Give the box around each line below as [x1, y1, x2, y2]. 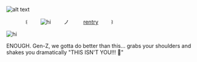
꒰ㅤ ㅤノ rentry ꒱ [25, 18, 114, 26]
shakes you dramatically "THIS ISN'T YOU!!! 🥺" [6, 49, 124, 56]
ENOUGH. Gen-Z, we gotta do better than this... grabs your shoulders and [6, 43, 192, 49]
